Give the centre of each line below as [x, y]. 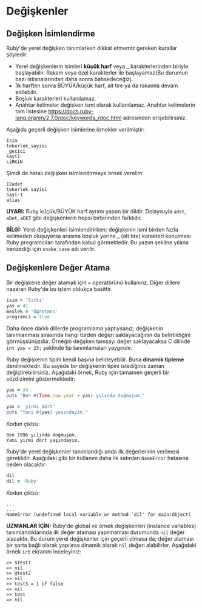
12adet [15, 184]
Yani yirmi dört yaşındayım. [43, 440]
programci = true [28, 317]
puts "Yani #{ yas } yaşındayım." [47, 412]
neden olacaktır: [26, 464]
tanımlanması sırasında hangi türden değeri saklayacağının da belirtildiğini [99, 335]
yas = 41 [17, 306]
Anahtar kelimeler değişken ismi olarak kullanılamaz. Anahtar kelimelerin [105, 105]
